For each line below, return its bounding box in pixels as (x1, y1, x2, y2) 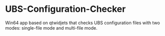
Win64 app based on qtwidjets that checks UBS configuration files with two (5, 20, 160, 26)
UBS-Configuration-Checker (5, 3, 126, 15)
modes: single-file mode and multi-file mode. (5, 25, 98, 31)
